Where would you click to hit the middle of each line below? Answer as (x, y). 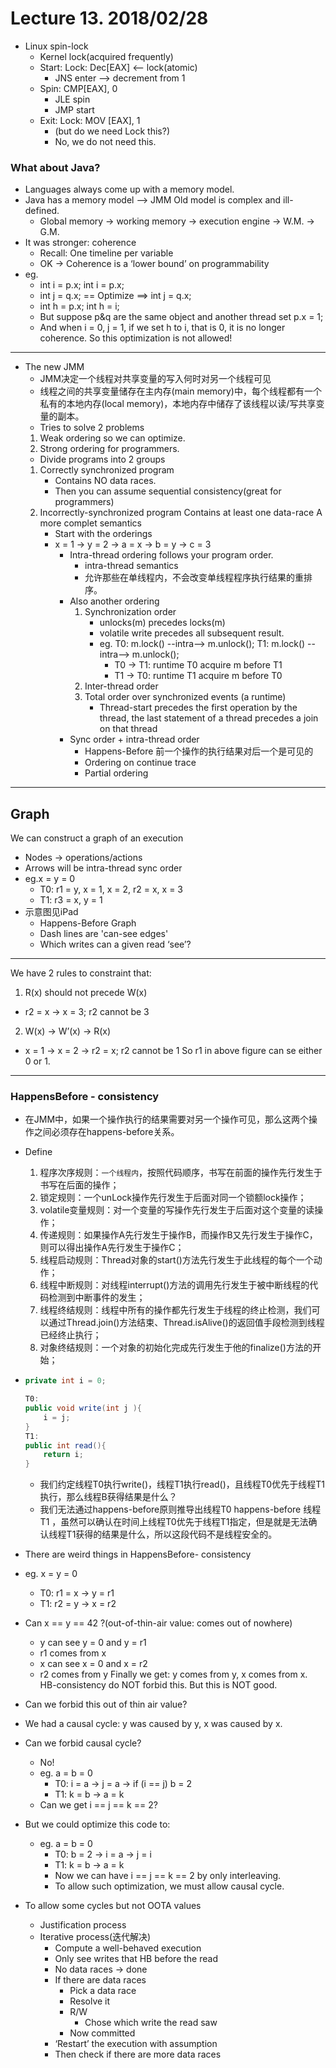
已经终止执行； (70, 1335)
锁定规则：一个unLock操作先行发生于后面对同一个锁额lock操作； (173, 1198)
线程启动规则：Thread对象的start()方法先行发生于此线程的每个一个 (176, 1260)
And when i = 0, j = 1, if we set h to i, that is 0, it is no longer (162, 328)
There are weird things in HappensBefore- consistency (138, 1554)
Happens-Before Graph (88, 923)
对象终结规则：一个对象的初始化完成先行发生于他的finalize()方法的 (176, 1348)
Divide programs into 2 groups (102, 459)
